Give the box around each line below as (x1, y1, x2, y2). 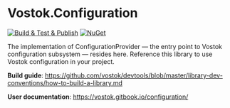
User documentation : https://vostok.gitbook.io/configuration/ (7, 92, 189, 101)
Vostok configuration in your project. (7, 57, 115, 65)
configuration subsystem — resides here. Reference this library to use (7, 50, 213, 58)
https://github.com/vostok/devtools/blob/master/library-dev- (45, 71, 223, 80)
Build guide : (7, 71, 44, 80)
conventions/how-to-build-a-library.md (7, 78, 123, 87)
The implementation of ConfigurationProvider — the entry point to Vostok (7, 42, 223, 50)
